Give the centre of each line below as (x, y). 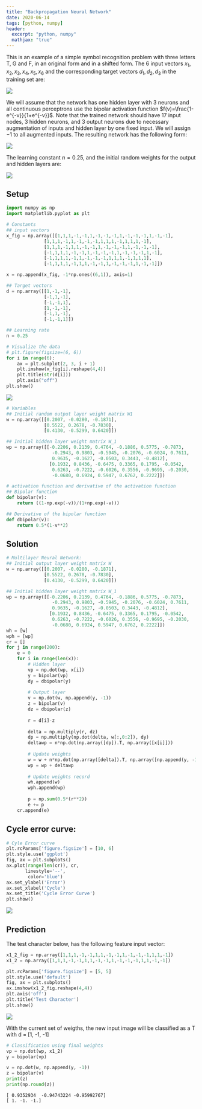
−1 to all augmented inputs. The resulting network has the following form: (97, 134)
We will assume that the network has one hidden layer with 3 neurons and (98, 102)
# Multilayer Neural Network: (44, 558)
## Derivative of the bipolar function (56, 514)
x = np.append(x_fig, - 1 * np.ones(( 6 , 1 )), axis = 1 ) (70, 275)
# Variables (21, 408)
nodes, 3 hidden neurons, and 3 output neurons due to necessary (88, 121)
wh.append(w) (44, 782)
